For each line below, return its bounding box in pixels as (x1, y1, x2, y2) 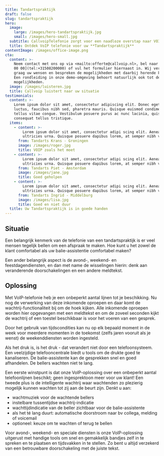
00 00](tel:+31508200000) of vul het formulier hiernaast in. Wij (14, 66, 152, 71)
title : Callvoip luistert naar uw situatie (9, 89, 99, 94)
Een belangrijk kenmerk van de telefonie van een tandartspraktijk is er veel (5, 237, 155, 243)
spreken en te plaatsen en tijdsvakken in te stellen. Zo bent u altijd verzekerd (5, 440, 159, 446)
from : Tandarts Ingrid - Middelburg (18, 193, 93, 198)
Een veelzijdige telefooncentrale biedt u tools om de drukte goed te (5, 349, 141, 356)
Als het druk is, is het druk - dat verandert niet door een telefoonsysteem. (5, 344, 153, 350)
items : (9, 120, 23, 125)
